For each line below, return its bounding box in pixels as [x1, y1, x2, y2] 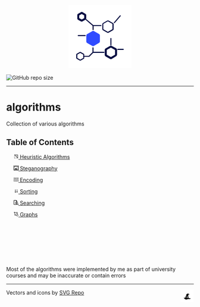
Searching [20, 199, 45, 206]
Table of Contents [6, 137, 74, 148]
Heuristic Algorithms [20, 153, 70, 160]
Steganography [20, 165, 58, 172]
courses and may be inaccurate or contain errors [6, 272, 126, 279]
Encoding [20, 176, 43, 183]
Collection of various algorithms [6, 120, 85, 127]
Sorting [20, 187, 38, 195]
